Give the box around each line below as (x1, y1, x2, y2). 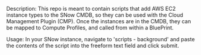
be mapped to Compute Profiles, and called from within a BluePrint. (6, 24, 174, 31)
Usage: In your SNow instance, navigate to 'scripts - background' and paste (6, 36, 195, 42)
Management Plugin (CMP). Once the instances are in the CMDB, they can (6, 18, 191, 25)
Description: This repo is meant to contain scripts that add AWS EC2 (6, 5, 176, 12)
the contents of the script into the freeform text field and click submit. (6, 42, 179, 49)
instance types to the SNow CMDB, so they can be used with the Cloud (6, 11, 183, 19)
